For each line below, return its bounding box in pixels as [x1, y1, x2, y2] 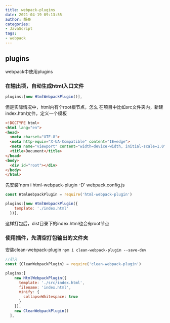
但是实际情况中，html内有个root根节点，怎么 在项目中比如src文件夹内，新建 [5, 104, 163, 110]
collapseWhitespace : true [23, 294, 78, 299]
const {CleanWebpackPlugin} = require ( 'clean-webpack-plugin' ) [5, 262, 142, 267]
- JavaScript [5, 26, 33, 31]
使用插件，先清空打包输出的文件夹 [5, 234, 89, 241]
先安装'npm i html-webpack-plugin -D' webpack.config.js [5, 182, 125, 188]
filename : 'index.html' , [18, 285, 71, 290]
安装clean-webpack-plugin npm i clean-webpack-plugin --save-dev [5, 247, 147, 253]
